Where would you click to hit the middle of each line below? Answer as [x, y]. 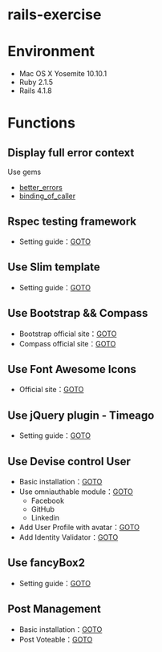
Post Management [54, 609]
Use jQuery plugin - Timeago [81, 415]
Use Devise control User [69, 462]
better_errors [41, 188]
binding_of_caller [47, 196]
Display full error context [71, 153]
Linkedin [45, 518]
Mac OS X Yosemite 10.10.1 [63, 74]
